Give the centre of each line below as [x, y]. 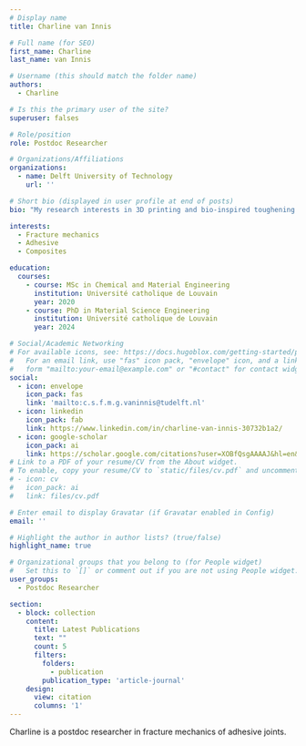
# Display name [38, 18]
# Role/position [40, 134]
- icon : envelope [51, 386]
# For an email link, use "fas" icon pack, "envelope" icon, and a [144, 361]
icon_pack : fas [55, 394]
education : [30, 268]
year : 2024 [54, 327]
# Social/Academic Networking [67, 344]
